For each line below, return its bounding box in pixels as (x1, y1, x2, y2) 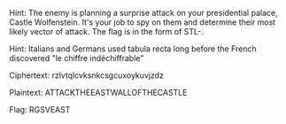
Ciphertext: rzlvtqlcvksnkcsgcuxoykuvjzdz (9, 70, 164, 81)
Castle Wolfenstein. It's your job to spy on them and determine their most (9, 17, 276, 27)
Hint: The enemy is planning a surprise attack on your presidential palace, (9, 8, 278, 18)
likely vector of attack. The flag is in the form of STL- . (9, 27, 204, 36)
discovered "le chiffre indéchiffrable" (9, 53, 144, 63)
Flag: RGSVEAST (9, 105, 71, 114)
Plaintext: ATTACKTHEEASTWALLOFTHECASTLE (9, 88, 188, 97)
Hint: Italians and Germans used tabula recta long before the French (9, 43, 257, 54)
